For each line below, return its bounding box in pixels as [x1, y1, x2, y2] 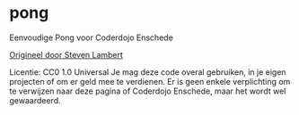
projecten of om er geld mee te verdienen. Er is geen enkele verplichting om [9, 76, 291, 86]
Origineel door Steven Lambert [9, 49, 124, 60]
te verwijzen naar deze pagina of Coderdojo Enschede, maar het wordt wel [9, 86, 286, 96]
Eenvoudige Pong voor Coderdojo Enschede [9, 32, 173, 43]
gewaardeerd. [9, 94, 61, 105]
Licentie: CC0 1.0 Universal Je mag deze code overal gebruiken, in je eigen [9, 66, 286, 78]
